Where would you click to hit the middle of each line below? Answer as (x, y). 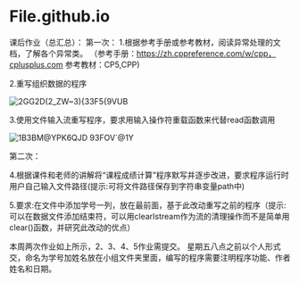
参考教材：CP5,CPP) (102, 64)
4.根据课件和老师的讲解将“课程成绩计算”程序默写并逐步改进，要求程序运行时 (149, 175)
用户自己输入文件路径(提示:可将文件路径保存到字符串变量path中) (127, 186)
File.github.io (59, 17)
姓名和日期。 (33, 269)
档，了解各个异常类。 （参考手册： (73, 53)
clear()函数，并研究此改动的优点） (72, 227)
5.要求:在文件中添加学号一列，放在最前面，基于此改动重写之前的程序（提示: (148, 205)
